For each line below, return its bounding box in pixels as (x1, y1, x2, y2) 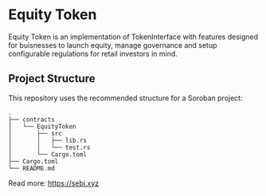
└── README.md (8, 164, 56, 172)
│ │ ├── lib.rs (8, 136, 88, 144)
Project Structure (8, 72, 96, 85)
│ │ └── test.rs (8, 143, 91, 151)
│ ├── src (8, 129, 62, 137)
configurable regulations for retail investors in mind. (8, 49, 178, 58)
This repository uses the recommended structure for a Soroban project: (8, 93, 243, 103)
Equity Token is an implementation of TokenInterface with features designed (8, 32, 259, 41)
